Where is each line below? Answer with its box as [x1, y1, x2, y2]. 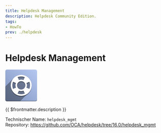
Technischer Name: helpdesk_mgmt [5, 116, 77, 122]
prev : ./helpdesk [5, 30, 42, 35]
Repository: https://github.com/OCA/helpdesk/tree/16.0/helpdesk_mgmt [5, 122, 156, 128]
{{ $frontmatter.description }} [5, 107, 67, 113]
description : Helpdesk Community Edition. [5, 13, 96, 19]
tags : [5, 19, 17, 24]
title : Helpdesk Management [5, 8, 65, 13]
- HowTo [5, 24, 22, 30]
